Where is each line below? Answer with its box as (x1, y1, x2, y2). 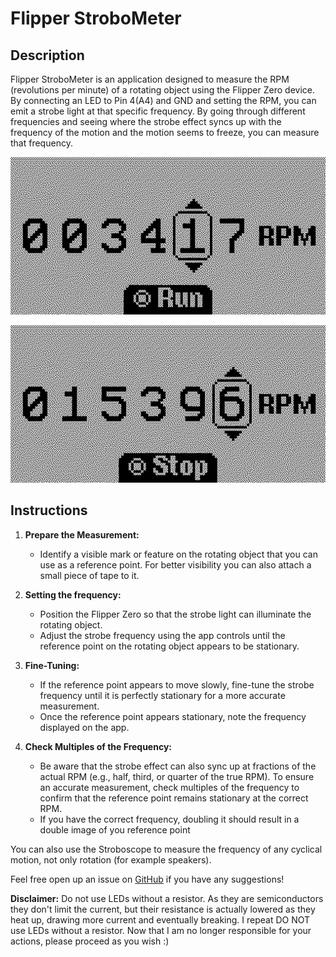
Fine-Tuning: (24, 659, 80, 671)
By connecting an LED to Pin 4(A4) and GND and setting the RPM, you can (10, 95, 317, 106)
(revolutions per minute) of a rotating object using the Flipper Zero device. (10, 84, 315, 96)
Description (10, 47, 85, 64)
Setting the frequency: (24, 588, 122, 601)
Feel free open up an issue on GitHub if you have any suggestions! (10, 873, 285, 885)
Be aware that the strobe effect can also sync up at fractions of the (39, 760, 317, 772)
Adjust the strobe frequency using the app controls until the (39, 629, 286, 641)
